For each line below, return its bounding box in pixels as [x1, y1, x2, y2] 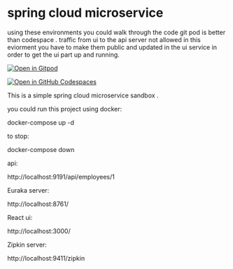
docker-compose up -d [7, 118, 75, 127]
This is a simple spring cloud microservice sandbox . [7, 91, 159, 99]
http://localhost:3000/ [7, 226, 71, 235]
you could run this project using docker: [7, 104, 122, 113]
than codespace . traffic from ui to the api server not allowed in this [7, 35, 201, 43]
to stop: [7, 132, 29, 140]
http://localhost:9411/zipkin [7, 254, 85, 262]
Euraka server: [7, 186, 50, 194]
